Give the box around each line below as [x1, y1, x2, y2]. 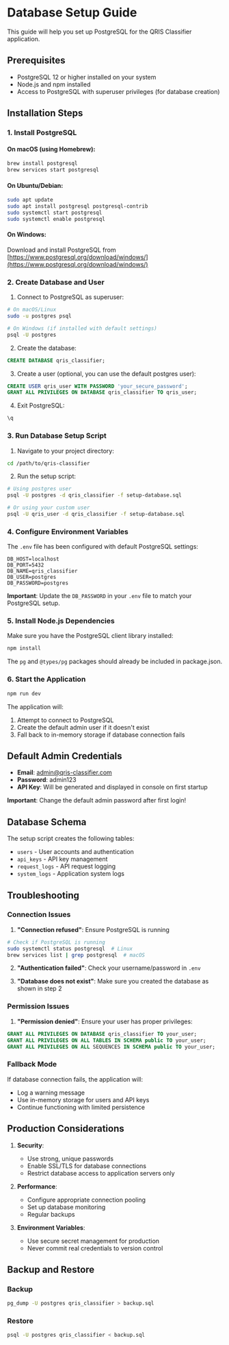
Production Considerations [7, 1123, 124, 1134]
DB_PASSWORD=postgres [7, 580, 69, 587]
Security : [16, 1141, 44, 1150]
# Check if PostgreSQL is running [7, 938, 106, 946]
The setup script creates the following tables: [7, 835, 135, 843]
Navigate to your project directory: [16, 447, 114, 455]
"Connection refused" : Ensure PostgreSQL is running [16, 925, 170, 933]
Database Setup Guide [7, 5, 137, 21]
